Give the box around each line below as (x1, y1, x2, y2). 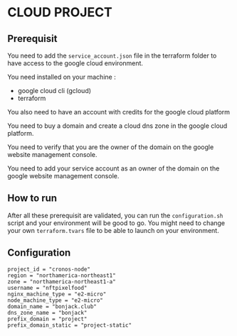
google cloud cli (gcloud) (17, 87, 91, 94)
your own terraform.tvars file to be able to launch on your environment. (7, 226, 219, 234)
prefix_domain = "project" (7, 315, 88, 323)
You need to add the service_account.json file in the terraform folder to (7, 51, 217, 60)
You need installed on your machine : (7, 72, 116, 81)
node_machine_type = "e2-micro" (7, 296, 103, 304)
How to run (7, 193, 58, 205)
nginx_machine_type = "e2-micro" (7, 291, 107, 298)
